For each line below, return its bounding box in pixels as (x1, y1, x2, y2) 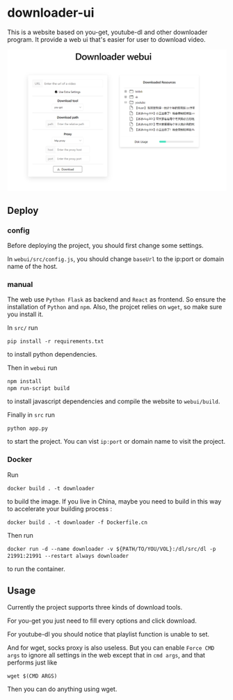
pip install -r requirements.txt (7, 338, 104, 345)
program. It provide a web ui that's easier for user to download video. (7, 35, 206, 43)
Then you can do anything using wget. (7, 685, 118, 694)
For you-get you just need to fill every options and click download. (7, 616, 197, 625)
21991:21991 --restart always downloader (7, 552, 129, 559)
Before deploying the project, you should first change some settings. (7, 241, 204, 249)
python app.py (7, 425, 49, 433)
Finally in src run (7, 411, 56, 419)
